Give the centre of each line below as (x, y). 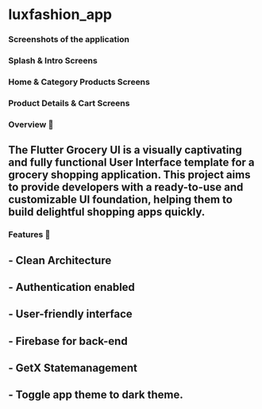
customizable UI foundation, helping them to (120, 200)
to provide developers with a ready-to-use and (126, 187)
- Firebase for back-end (68, 341)
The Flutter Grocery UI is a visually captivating (125, 150)
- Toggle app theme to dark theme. (96, 395)
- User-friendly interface (70, 314)
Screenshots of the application (69, 40)
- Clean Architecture (60, 260)
